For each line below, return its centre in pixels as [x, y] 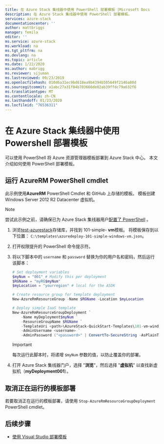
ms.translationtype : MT [29, 92]
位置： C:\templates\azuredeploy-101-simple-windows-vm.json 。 [81, 236]
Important [22, 345]
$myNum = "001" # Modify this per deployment [59, 277]
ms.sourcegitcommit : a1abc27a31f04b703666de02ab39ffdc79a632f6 [71, 87]
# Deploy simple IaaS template [44, 308]
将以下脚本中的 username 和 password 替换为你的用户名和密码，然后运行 [83, 257]
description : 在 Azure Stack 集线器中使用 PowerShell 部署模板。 [68, 14]
